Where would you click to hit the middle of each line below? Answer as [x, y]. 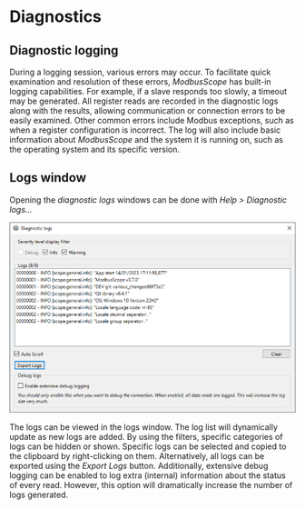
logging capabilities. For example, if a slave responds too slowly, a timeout [148, 91]
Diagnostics [56, 17]
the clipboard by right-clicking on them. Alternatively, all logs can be [137, 456]
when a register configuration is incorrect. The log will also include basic [145, 130]
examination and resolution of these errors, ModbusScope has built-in [140, 82]
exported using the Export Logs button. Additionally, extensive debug [139, 466]
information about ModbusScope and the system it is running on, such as [147, 140]
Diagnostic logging [64, 50]
